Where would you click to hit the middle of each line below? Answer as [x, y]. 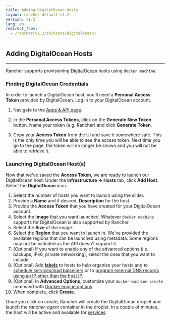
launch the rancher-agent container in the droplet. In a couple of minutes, [82, 307]
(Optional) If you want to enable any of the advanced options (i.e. [81, 249]
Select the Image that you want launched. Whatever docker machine [83, 217]
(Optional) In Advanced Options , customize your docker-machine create [88, 281]
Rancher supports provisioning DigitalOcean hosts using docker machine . [81, 71]
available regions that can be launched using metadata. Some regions [86, 238]
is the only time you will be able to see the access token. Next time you [87, 140]
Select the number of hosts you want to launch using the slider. [79, 195]
